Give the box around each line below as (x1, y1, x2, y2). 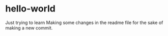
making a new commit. (5, 24, 53, 30)
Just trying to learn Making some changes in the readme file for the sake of (5, 19, 163, 25)
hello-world (5, 3, 56, 14)
